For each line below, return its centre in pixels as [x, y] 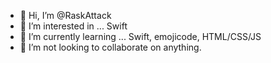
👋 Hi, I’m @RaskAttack [65, 15]
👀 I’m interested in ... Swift [73, 26]
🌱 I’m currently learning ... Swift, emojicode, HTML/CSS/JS [140, 36]
